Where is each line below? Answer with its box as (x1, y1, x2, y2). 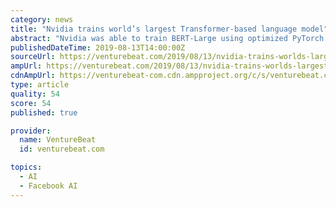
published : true (10, 107, 78, 118)
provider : (10, 126, 52, 136)
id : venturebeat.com (19, 144, 105, 155)
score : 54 (10, 98, 52, 108)
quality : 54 (10, 89, 60, 99)
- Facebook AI (19, 181, 78, 191)
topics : (10, 162, 43, 173)
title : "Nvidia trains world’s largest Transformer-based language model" (10, 24, 329, 34)
